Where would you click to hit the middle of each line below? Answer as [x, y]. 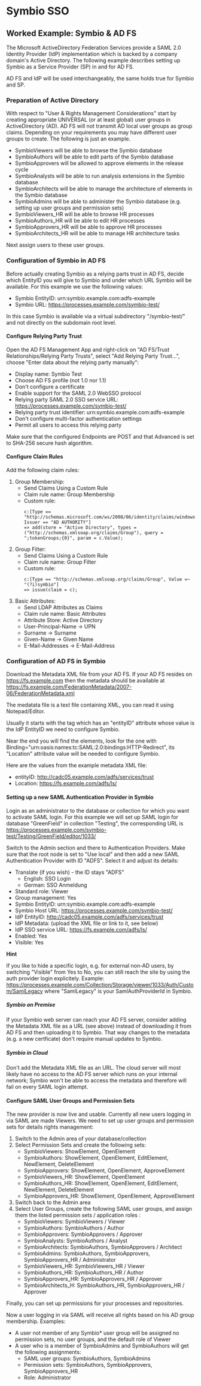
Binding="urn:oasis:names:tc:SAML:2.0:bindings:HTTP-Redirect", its [90, 747]
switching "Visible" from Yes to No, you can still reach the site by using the [98, 972]
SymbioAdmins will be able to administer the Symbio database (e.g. [98, 202]
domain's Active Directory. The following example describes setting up [93, 60]
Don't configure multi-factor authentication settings [78, 418]
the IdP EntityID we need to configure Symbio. [63, 729]
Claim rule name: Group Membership [69, 494]
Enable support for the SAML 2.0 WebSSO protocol [78, 393]
